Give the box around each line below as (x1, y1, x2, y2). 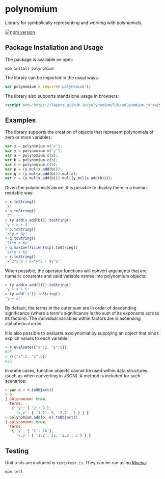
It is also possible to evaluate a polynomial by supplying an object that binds (5, 330, 159, 336)
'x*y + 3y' (5, 231, 27, 236)
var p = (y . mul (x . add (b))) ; (5, 167, 63, 171)
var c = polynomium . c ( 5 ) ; (5, 162, 58, 167)
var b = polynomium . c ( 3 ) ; (5, 157, 58, 163)
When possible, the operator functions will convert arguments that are (5, 268, 147, 274)
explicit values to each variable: (5, 336, 69, 341)
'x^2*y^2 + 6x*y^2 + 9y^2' (5, 259, 60, 264)
